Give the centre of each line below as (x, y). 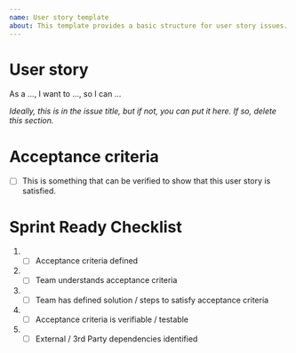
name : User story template (59, 17)
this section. (32, 121)
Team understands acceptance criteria (106, 280)
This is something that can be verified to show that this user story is (146, 181)
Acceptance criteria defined (87, 261)
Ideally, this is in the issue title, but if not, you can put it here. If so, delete (143, 111)
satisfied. (39, 191)
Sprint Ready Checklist (96, 227)
